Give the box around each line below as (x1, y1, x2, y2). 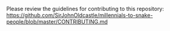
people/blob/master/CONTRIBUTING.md (6, 18, 108, 25)
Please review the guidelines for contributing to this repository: (6, 5, 165, 12)
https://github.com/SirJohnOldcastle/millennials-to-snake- (6, 12, 154, 19)
